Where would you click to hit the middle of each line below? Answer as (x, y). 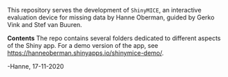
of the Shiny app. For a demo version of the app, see (83, 45)
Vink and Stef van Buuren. (45, 25)
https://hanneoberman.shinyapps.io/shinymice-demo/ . (85, 53)
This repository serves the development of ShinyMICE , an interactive (105, 10)
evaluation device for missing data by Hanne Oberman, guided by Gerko (111, 17)
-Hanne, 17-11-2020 (36, 66)
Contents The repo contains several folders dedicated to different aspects (114, 38)
